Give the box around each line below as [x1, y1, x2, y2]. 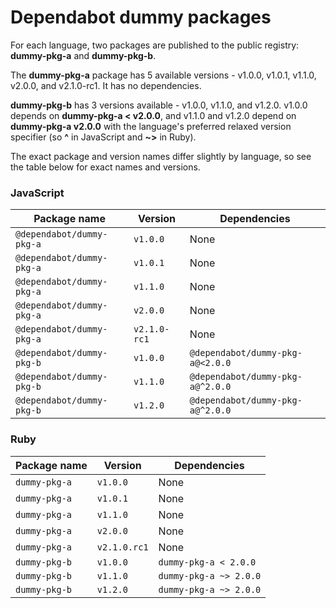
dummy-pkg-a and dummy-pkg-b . [10, 49, 157, 61]
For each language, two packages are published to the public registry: [10, 39, 300, 51]
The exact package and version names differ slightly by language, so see [10, 150, 312, 162]
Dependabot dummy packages [10, 6, 272, 29]
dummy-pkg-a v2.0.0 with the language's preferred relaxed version [10, 120, 292, 132]
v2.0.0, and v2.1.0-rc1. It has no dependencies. [10, 79, 202, 91]
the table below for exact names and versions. [10, 161, 201, 173]
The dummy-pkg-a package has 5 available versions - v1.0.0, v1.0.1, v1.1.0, [10, 69, 317, 81]
